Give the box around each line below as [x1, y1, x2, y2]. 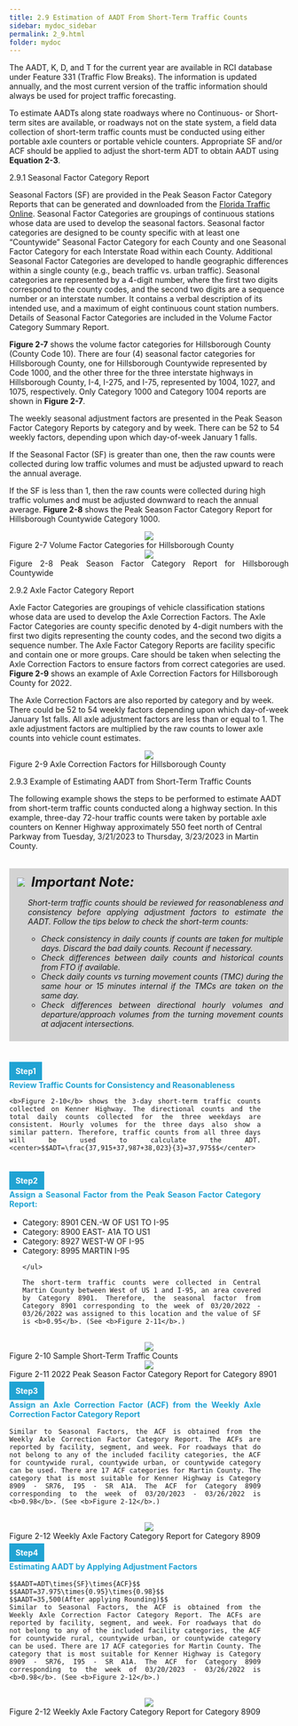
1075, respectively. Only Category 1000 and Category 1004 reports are [9, 386, 267, 397]
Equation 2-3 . [9, 155, 61, 165]
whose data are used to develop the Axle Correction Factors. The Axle [9, 611, 266, 623]
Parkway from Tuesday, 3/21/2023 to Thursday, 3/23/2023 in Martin [9, 831, 259, 842]
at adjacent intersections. [41, 1018, 135, 1028]
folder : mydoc [9, 37, 62, 47]
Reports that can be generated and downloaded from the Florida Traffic [9, 199, 271, 210]
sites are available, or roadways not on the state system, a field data [27, 117, 278, 128]
